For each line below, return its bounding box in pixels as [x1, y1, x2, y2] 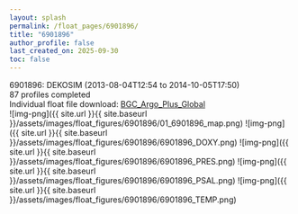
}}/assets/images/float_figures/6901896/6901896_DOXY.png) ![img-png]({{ [9, 137, 290, 147]
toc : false [9, 55, 50, 64]
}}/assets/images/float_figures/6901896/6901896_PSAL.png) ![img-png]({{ [9, 175, 287, 185]
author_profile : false [9, 38, 95, 48]
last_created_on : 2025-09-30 [9, 47, 119, 56]
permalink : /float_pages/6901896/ [9, 22, 140, 31]
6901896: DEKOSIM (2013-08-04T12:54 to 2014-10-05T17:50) [9, 80, 240, 90]
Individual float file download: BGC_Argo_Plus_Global [9, 99, 205, 109]
